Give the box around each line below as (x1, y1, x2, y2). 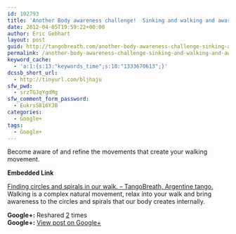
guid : (7, 43, 23, 50)
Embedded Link (7, 168, 54, 177)
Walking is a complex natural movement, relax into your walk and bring (7, 190, 212, 198)
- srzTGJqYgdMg (13, 89, 58, 96)
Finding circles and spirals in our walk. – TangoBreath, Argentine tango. (7, 183, 214, 191)
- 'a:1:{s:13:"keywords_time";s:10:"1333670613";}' (13, 63, 169, 70)
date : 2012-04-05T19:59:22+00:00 (7, 23, 105, 30)
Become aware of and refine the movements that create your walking (7, 147, 208, 156)
